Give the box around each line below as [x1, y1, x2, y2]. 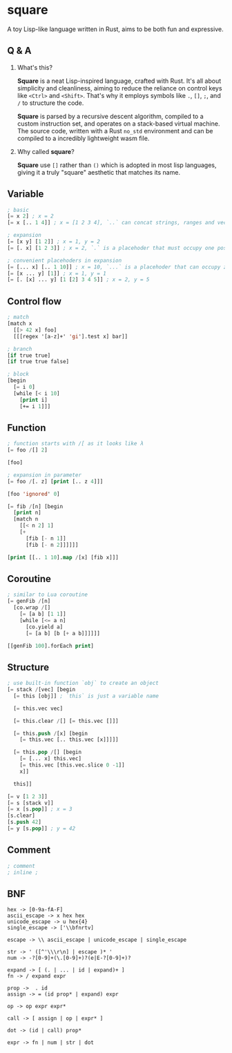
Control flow [7, 296, 62, 307]
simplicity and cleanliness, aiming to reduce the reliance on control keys [17, 84, 222, 92]
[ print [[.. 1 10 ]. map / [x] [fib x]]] [7, 554, 119, 561]
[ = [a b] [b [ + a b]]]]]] [25, 630, 100, 637]
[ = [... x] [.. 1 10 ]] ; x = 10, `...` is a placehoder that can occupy [7, 263, 221, 271]
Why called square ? [17, 147, 75, 155]
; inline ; [7, 869, 39, 876]
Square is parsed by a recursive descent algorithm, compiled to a [17, 112, 204, 120]
